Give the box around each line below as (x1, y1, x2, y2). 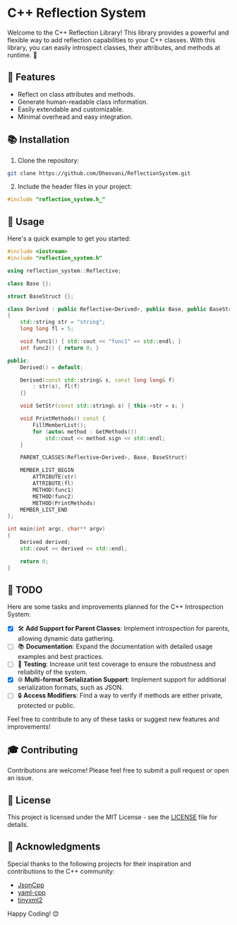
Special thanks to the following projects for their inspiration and (7, 859, 192, 868)
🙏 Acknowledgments (7, 841, 101, 853)
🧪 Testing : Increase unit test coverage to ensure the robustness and (17, 660, 217, 668)
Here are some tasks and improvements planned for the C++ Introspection (7, 603, 224, 611)
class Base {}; (7, 280, 52, 287)
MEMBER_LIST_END (20, 506, 68, 513)
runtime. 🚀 (7, 51, 37, 59)
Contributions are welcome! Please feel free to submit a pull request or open (7, 766, 229, 775)
